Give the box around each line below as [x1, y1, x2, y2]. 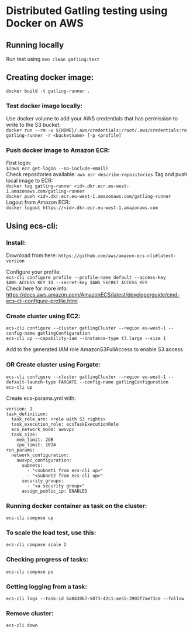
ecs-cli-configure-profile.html [6, 298, 78, 305]
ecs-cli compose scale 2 [6, 542, 67, 548]
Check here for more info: [6, 285, 68, 292]
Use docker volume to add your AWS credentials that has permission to [6, 115, 178, 122]
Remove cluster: [6, 609, 54, 617]
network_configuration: [11, 452, 69, 458]
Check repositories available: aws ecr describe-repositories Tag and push [6, 171, 188, 178]
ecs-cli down [6, 622, 38, 629]
